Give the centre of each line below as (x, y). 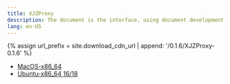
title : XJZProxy (30, 13)
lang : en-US (24, 26)
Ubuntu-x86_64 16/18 (47, 74)
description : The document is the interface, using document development (116, 20)
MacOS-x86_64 (39, 67)
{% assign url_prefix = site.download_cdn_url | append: (86, 46)
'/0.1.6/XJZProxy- (190, 46)
